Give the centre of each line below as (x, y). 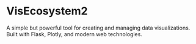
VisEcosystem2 (47, 11)
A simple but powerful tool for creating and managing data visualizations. (98, 28)
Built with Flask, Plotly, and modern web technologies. (74, 34)
